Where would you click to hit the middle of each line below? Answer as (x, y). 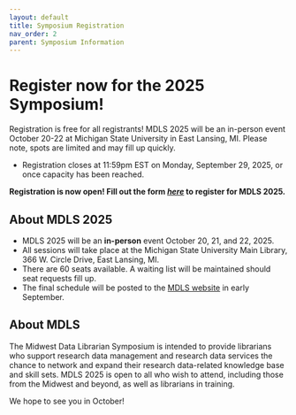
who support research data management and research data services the (141, 356)
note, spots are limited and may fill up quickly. (93, 148)
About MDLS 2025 (61, 219)
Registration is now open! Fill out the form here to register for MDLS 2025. (147, 192)
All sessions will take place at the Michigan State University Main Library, (155, 250)
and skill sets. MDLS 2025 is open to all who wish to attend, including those (147, 374)
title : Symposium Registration (67, 26)
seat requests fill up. (59, 278)
